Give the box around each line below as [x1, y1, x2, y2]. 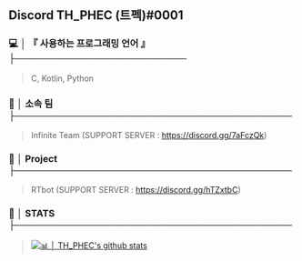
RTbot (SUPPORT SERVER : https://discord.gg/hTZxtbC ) [30, 185, 242, 196]
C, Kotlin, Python [30, 73, 95, 84]
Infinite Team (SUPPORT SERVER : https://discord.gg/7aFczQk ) [30, 129, 267, 140]
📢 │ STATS [8, 207, 55, 220]
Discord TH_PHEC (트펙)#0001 [8, 7, 184, 24]
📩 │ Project [8, 152, 58, 165]
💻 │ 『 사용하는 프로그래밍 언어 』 [8, 37, 151, 50]
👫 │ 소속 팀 [8, 97, 54, 110]
